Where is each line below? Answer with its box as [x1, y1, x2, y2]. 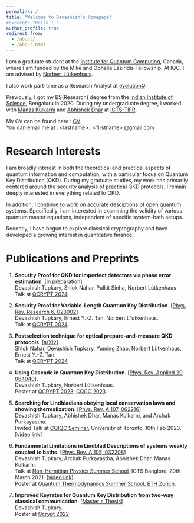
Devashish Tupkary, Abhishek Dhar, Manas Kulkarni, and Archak [14, 412, 171, 419]
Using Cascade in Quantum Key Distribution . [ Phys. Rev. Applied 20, [14, 368, 185, 376]
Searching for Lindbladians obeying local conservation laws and [14, 399, 176, 406]
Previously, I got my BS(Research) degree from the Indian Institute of [6, 93, 173, 101]
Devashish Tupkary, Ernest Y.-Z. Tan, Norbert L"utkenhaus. [14, 315, 159, 322]
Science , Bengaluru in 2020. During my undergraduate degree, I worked [6, 100, 182, 107]
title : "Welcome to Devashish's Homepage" [6, 14, 112, 20]
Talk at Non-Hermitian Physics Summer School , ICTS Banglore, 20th [14, 467, 181, 474]
